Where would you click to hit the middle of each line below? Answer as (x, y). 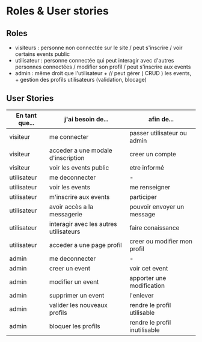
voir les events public (79, 168)
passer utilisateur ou (158, 133)
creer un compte (152, 154)
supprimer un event (77, 295)
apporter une (148, 278)
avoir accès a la (71, 207)
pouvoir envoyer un (157, 207)
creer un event (70, 268)
